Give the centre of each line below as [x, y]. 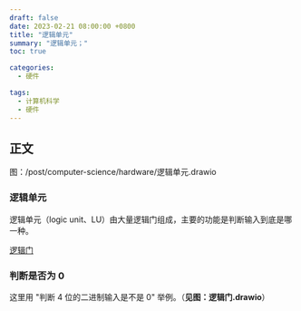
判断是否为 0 [37, 276]
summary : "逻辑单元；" [49, 43]
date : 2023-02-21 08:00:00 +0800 [73, 26]
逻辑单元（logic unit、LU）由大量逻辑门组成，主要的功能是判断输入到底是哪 [151, 219]
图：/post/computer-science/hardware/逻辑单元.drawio [113, 172]
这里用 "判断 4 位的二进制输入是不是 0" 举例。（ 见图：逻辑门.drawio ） [140, 296]
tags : [19, 92]
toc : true [28, 52]
